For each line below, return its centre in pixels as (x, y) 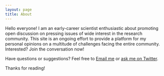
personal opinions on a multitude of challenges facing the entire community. (82, 44)
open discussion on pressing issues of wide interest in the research (74, 33)
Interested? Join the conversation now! (45, 49)
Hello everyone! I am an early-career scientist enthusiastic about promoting (82, 28)
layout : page (19, 10)
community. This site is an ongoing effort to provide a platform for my (76, 38)
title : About (19, 14)
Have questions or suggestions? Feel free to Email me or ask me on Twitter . (82, 58)
